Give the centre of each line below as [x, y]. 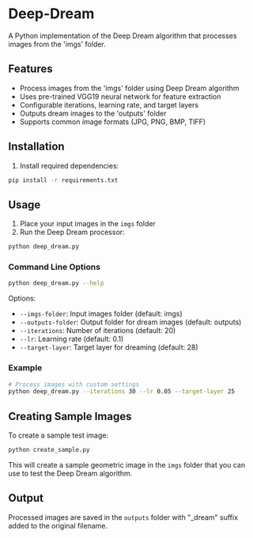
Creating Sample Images [70, 416]
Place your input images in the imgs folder [87, 224]
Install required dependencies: [69, 165]
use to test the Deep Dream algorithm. [70, 474]
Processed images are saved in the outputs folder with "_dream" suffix [123, 517]
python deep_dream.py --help [56, 283]
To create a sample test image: [59, 435]
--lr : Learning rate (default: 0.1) [72, 339]
